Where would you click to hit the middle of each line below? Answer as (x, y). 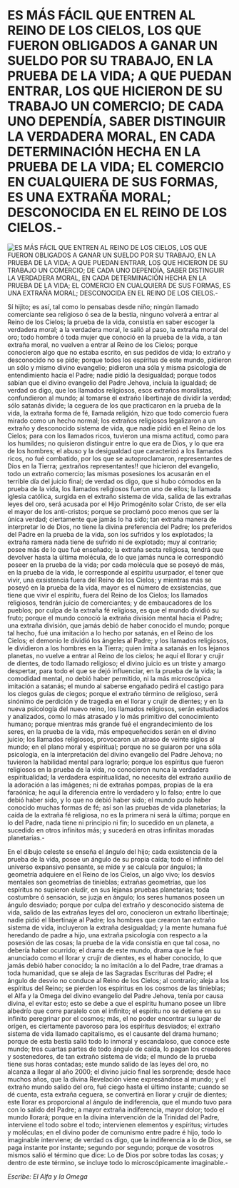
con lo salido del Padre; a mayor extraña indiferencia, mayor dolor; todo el (116, 1109)
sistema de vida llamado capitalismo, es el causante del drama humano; (113, 1033)
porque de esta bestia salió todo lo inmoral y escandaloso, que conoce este (118, 1041)
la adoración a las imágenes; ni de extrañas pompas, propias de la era (110, 785)
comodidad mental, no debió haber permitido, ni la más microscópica (110, 678)
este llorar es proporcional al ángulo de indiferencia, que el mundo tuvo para (119, 1102)
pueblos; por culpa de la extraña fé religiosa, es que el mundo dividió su (113, 610)
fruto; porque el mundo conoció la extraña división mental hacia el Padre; (115, 618)
